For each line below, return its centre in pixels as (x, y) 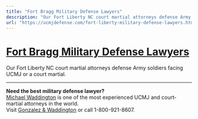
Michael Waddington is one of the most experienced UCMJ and (83, 97)
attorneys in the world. (51, 104)
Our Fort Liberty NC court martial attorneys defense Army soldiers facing (95, 68)
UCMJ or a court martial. (36, 74)
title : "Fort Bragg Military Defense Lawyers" (64, 11)
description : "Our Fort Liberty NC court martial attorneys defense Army (99, 17)
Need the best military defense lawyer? (55, 91)
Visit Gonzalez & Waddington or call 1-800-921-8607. (71, 110)
